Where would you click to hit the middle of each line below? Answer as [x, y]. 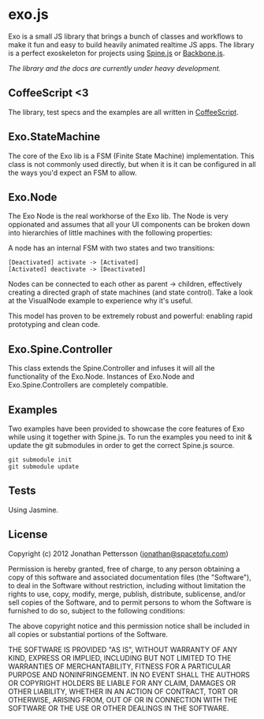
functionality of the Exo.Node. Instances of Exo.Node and [101, 376]
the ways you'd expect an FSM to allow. [73, 172]
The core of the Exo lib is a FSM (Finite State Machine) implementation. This [131, 156]
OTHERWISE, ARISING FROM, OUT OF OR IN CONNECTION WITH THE [123, 699]
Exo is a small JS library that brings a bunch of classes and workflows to [126, 36]
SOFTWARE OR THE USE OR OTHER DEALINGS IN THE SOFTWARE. [119, 708]
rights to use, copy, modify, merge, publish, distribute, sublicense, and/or [127, 594]
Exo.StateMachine [54, 137]
